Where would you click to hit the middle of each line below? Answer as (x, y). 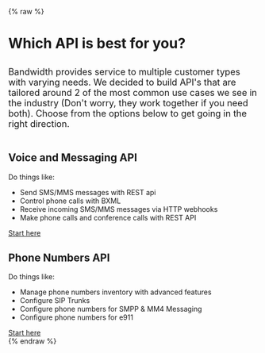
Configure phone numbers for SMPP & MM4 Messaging (111, 309)
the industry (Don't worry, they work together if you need (128, 104)
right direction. (39, 124)
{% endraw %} (33, 341)
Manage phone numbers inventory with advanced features (115, 292)
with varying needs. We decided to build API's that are (122, 82)
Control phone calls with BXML (70, 201)
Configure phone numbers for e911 (76, 317)
